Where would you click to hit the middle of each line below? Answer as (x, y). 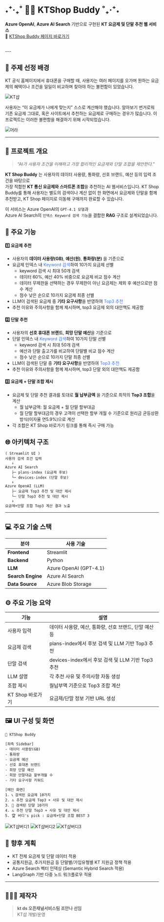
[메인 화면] (15, 790)
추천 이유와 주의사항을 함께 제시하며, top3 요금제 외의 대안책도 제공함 (78, 307)
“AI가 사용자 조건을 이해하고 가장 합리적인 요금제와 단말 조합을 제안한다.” (86, 164)
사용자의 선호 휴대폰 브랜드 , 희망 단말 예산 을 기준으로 (62, 333)
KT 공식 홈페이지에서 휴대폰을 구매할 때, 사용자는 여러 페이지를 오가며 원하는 (78, 80)
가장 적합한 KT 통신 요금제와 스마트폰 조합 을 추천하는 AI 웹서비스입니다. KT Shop (82, 186)
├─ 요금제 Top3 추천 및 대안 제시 (41, 491)
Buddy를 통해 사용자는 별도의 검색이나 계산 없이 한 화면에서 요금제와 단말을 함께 (81, 193)
